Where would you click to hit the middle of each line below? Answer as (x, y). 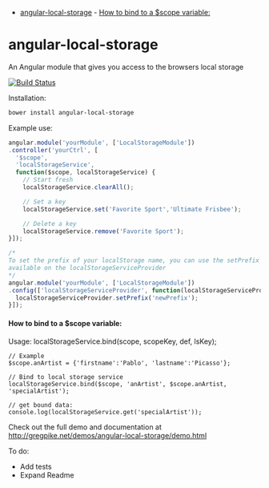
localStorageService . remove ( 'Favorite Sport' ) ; (103, 231)
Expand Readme (47, 475)
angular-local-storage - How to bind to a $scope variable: (115, 12)
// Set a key (44, 202)
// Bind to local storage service (66, 377)
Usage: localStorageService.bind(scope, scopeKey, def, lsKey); (113, 341)
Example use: (31, 127)
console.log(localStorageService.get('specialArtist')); (105, 412)
